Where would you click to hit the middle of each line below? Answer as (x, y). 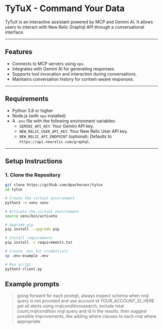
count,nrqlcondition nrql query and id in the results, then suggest (82, 311)
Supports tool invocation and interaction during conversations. (74, 74)
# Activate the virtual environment (42, 211)
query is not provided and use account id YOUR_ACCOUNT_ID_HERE (86, 301)
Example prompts (32, 284)
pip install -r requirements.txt (39, 243)
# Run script (18, 265)
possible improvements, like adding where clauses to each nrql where (87, 316)
